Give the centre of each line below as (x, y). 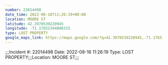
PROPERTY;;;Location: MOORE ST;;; (42, 57)
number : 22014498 (23, 10)
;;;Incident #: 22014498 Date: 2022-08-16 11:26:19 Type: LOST (69, 52)
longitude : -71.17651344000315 (38, 28)
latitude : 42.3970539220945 (34, 24)
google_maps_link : (24, 38)
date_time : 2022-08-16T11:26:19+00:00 (45, 14)
